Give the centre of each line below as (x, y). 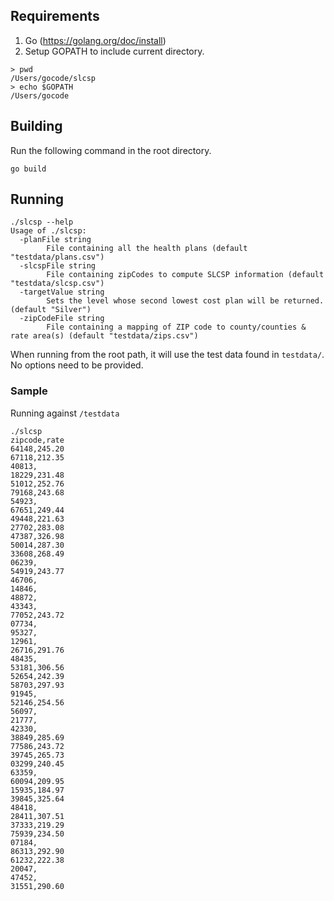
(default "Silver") (51, 310)
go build (28, 169)
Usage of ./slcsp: (48, 231)
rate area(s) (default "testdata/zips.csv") (104, 336)
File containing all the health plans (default (147, 249)
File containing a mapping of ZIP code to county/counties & (176, 327)
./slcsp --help (42, 222)
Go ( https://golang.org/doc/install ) (95, 40)
